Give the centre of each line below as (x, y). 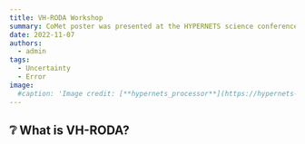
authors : (26, 43)
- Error (32, 77)
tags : (20, 60)
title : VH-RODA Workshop (56, 18)
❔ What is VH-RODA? (69, 130)
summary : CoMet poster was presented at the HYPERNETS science (132, 26)
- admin (32, 52)
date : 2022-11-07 (42, 34)
